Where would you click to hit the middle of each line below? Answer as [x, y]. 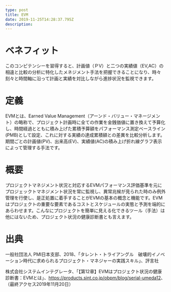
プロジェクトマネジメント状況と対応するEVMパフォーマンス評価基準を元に [84, 185]
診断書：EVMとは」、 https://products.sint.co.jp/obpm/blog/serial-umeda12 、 [85, 278]
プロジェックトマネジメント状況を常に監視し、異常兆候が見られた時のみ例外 [85, 191]
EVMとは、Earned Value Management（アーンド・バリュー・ [69, 116]
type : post [17, 10]
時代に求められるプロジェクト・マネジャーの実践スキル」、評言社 [91, 261]
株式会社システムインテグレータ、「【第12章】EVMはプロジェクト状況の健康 [84, 271]
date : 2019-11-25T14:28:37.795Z [39, 19]
